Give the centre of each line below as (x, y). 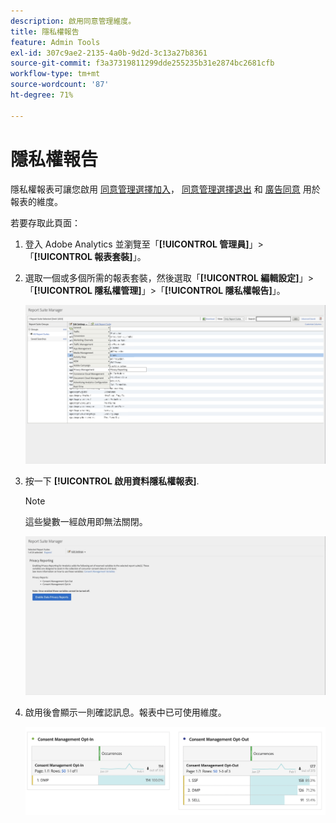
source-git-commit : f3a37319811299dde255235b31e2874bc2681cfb (142, 63)
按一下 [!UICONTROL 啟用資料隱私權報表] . (112, 481)
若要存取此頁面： (45, 222)
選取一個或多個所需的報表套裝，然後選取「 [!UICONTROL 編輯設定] (162, 277)
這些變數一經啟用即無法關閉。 (86, 521)
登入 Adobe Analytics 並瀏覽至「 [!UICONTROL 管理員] (137, 244)
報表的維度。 (36, 201)
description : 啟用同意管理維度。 (73, 21)
